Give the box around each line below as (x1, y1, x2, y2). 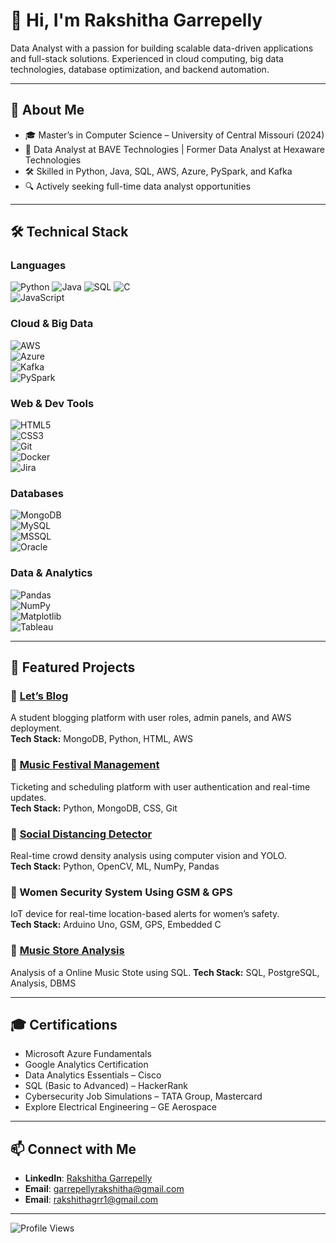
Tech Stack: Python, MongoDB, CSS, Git (10, 802, 178, 814)
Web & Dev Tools (10, 396, 95, 410)
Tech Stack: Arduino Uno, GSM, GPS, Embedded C (10, 919, 222, 931)
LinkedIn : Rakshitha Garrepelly (24, 1172, 153, 1184)
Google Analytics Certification (24, 1059, 149, 1071)
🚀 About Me (10, 102, 85, 119)
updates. (10, 791, 47, 803)
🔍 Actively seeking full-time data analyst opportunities (24, 180, 252, 192)
